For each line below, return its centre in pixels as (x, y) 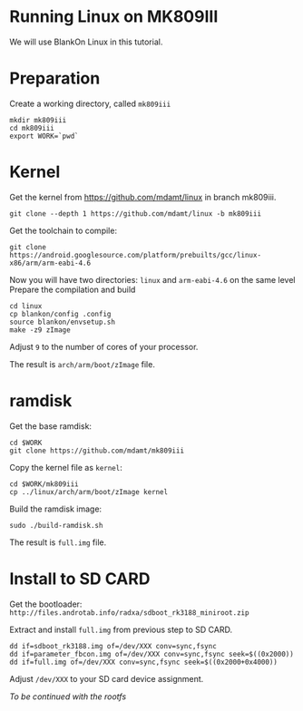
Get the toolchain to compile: (64, 230)
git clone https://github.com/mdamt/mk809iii (97, 451)
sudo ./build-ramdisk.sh (56, 525)
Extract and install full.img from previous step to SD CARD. (121, 629)
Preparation (55, 78)
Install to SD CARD (80, 579)
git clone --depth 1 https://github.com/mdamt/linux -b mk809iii (135, 214)
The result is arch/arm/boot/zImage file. (83, 364)
